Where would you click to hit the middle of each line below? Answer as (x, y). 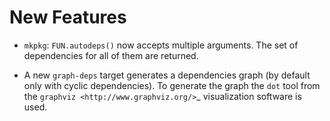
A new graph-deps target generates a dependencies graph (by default (167, 75)
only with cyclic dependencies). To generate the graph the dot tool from (172, 85)
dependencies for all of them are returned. (111, 55)
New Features (68, 17)
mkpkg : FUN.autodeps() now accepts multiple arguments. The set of (161, 45)
